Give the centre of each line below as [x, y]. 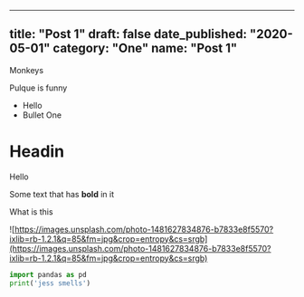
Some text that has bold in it [62, 194]
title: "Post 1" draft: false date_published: [128, 34]
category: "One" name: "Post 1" [145, 48]
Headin [37, 151]
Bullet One [42, 115]
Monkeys [26, 70]
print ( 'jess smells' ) [50, 283]
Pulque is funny [38, 88]
